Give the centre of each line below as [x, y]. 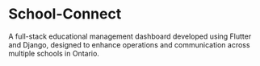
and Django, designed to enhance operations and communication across [129, 44]
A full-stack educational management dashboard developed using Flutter [130, 36]
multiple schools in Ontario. [54, 53]
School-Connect [65, 14]
